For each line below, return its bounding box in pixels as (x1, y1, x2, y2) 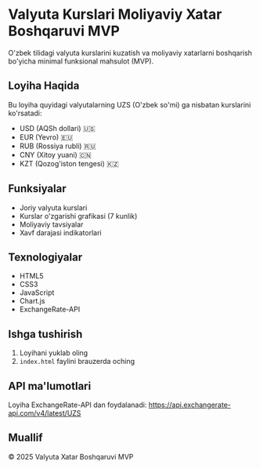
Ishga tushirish (8, 327, 83, 340)
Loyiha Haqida (8, 79, 80, 93)
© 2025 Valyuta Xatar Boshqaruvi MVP (8, 452, 134, 461)
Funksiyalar (8, 182, 67, 195)
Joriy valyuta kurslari (19, 202, 88, 213)
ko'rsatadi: (8, 108, 42, 118)
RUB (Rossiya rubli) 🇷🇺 (19, 141, 96, 151)
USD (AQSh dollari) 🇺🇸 (19, 123, 96, 133)
